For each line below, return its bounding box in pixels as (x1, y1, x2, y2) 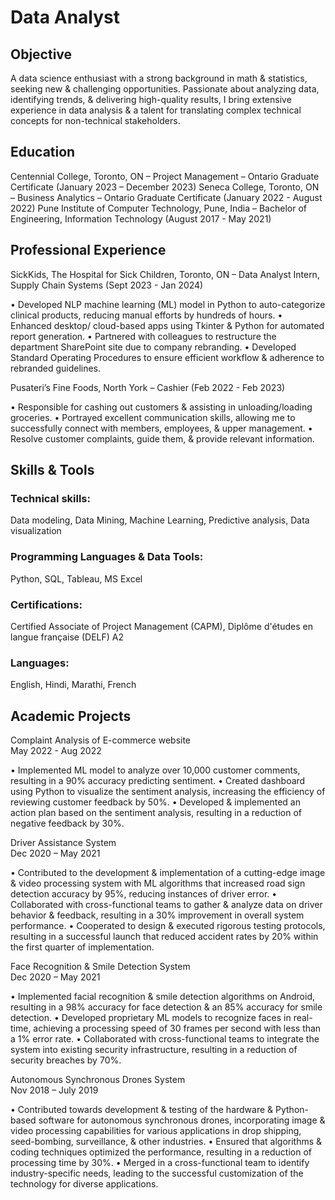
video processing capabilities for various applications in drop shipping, (10, 1125, 302, 1137)
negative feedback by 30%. (10, 817, 125, 830)
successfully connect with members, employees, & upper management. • (10, 422, 313, 434)
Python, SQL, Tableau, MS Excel (10, 572, 143, 585)
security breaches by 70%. (10, 1054, 122, 1066)
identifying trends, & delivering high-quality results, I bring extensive (10, 94, 292, 105)
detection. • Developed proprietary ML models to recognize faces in (10, 1012, 292, 1024)
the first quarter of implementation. (10, 941, 155, 953)
